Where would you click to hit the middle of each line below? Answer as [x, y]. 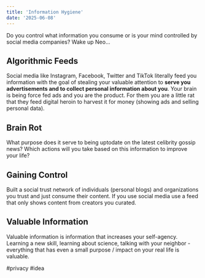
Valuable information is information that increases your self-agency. [92, 236]
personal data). [25, 109]
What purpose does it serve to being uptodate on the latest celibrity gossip [101, 142]
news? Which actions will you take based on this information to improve [97, 149]
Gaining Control [37, 175]
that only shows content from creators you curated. [72, 203]
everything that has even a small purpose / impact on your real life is [93, 250]
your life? [18, 156]
